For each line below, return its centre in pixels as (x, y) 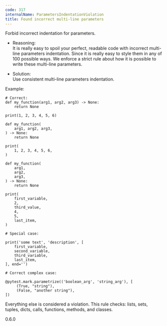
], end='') (16, 264)
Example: (15, 89)
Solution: (21, 74)
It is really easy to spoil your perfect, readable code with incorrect (80, 48)
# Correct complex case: (31, 273)
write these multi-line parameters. (47, 64)
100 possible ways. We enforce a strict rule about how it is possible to (84, 59)
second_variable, (32, 251)
